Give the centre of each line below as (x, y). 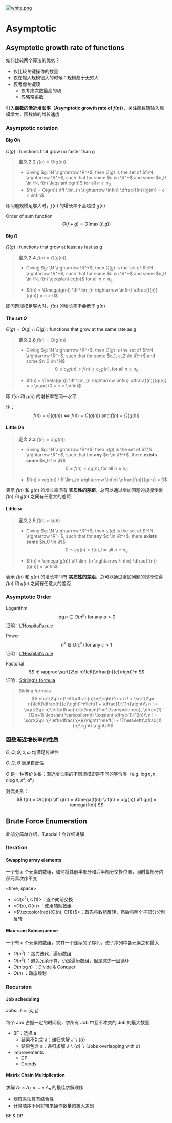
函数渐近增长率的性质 (32, 740)
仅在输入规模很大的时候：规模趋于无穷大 (56, 78)
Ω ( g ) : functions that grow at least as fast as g (54, 247)
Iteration (17, 848)
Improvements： (30, 1052)
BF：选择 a (25, 1033)
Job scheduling (23, 999)
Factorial (15, 663)
